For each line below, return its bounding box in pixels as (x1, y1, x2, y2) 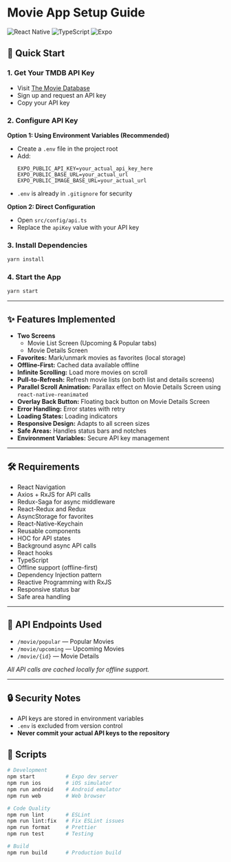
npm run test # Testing (7, 830, 94, 837)
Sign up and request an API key (16, 91, 107, 99)
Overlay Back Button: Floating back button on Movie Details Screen (16, 398, 210, 406)
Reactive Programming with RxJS (16, 578, 112, 586)
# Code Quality (7, 805, 51, 812)
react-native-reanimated (16, 391, 89, 398)
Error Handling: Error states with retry (16, 405, 126, 413)
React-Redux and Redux (16, 504, 87, 513)
